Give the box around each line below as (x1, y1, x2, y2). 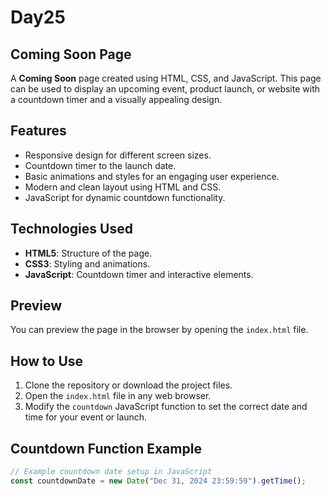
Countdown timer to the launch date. (24, 159, 177, 171)
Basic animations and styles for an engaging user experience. (24, 170, 280, 182)
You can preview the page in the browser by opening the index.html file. (10, 324, 309, 336)
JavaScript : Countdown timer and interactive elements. (24, 268, 254, 280)
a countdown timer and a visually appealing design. (10, 94, 223, 105)
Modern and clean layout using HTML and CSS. (24, 181, 222, 193)
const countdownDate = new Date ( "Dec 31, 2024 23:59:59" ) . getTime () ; (10, 476, 307, 486)
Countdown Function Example (10, 440, 202, 457)
